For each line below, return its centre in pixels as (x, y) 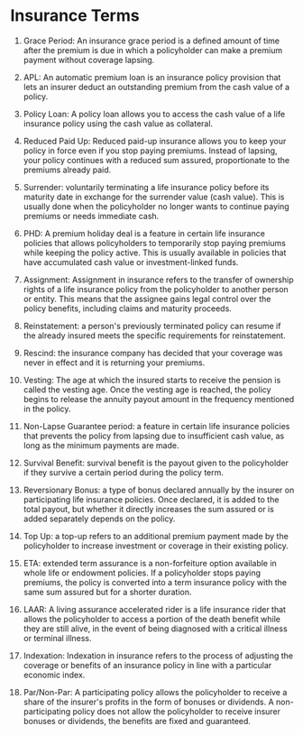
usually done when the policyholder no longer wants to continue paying (156, 206)
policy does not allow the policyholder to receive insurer (177, 711)
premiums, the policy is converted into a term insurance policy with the (155, 582)
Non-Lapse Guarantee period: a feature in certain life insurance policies (156, 426)
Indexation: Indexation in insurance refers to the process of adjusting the (158, 656)
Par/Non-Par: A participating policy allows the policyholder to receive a (155, 692)
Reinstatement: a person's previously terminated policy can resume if (152, 326)
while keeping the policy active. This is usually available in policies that (155, 253)
